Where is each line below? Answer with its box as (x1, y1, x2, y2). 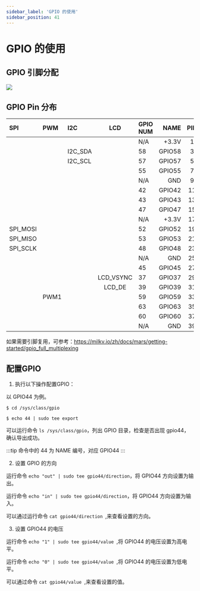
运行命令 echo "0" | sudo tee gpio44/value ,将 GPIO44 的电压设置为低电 (6, 558, 187, 565)
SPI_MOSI (9, 225, 37, 233)
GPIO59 (158, 293, 182, 301)
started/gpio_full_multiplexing (6, 344, 79, 352)
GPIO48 (158, 244, 182, 253)
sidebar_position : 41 (6, 14, 60, 20)
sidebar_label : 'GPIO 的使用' (6, 8, 79, 15)
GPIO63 (158, 303, 182, 311)
